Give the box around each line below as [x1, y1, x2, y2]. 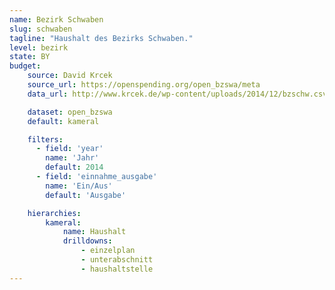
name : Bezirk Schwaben [9, 14, 104, 25]
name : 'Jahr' [45, 153, 100, 163]
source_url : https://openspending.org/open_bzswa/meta [27, 80, 261, 90]
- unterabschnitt [80, 255, 154, 265]
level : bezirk [9, 42, 69, 53]
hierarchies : [27, 208, 82, 218]
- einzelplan [80, 246, 136, 256]
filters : [27, 134, 64, 145]
